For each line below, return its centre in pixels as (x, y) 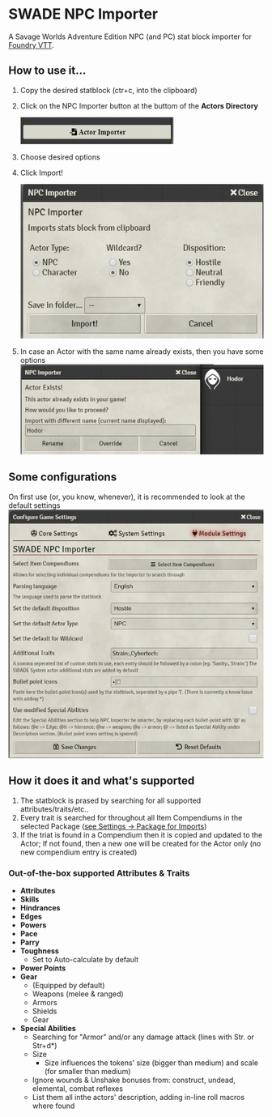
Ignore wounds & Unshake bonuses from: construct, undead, (134, 1080)
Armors (45, 1003)
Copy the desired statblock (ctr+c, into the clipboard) (109, 90)
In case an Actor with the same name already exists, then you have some (142, 351)
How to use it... (47, 71)
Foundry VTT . (31, 45)
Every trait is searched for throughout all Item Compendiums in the (131, 817)
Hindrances (40, 908)
